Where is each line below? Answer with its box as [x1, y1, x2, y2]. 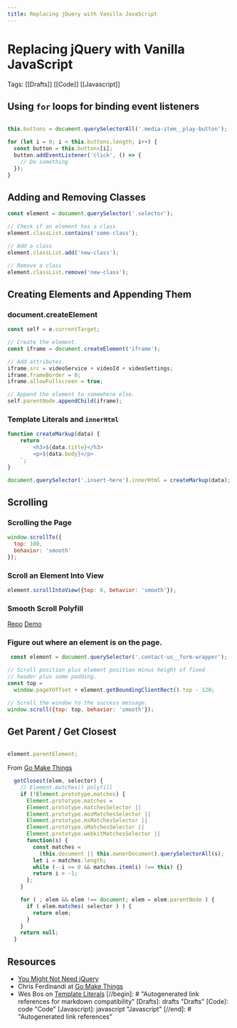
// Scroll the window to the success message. [7, 699, 148, 706]
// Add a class [7, 242, 53, 249]
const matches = [33, 843, 81, 851]
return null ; [20, 929, 59, 937]
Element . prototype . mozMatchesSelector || [26, 810, 152, 818]
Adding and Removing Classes [7, 191, 146, 203]
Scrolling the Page [7, 517, 73, 527]
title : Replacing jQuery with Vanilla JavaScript [7, 10, 158, 18]
